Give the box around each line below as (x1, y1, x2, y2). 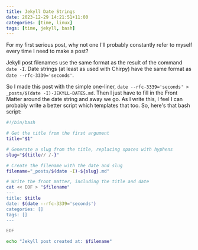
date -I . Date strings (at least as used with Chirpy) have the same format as (6, 66, 192, 73)
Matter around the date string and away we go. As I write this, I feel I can (6, 96, 183, 103)
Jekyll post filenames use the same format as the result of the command (6, 59, 183, 66)
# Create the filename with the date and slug (6, 163, 123, 168)
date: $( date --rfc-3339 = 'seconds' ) (6, 200, 96, 207)
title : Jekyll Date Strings (6, 8, 76, 15)
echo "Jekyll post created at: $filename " (6, 239, 112, 245)
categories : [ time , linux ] (6, 20, 73, 25)
